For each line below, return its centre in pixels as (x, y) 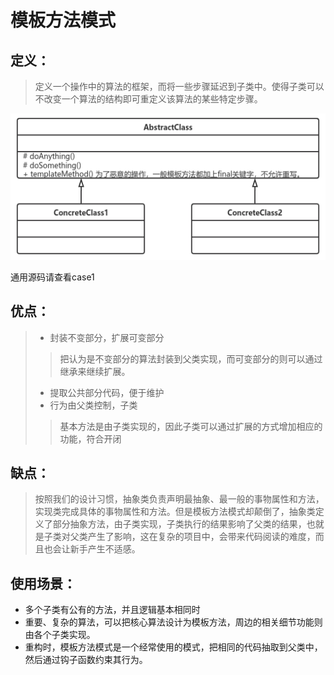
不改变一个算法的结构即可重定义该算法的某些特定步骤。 (148, 99)
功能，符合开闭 (90, 438)
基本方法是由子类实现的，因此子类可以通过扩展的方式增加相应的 (191, 426)
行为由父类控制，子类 (93, 405)
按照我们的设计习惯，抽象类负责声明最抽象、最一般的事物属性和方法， (179, 499)
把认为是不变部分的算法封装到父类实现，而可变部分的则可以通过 (191, 358)
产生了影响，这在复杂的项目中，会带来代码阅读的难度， (201, 537)
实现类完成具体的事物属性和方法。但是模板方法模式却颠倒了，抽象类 (175, 512)
